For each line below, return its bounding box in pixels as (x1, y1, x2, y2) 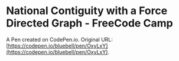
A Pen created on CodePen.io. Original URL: (6, 36, 113, 43)
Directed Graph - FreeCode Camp (6, 16, 173, 30)
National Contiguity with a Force (6, 4, 168, 18)
